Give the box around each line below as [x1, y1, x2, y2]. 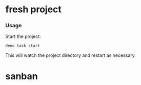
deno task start [5, 44, 40, 49]
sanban [5, 70, 38, 82]
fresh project [5, 4, 62, 15]
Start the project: [5, 33, 41, 39]
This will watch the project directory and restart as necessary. [5, 52, 136, 58]
